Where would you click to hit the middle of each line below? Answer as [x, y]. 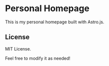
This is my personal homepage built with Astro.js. [55, 22]
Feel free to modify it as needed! [38, 58]
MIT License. [18, 49]
